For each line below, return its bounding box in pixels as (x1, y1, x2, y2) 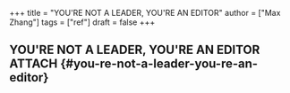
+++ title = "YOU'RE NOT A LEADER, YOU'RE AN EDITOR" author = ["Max (9, 8, 281, 18)
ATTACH (9, 57, 58, 72)
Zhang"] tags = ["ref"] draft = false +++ (9, 17, 156, 27)
